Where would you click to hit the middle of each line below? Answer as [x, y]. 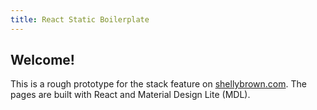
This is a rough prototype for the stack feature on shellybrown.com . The [158, 84]
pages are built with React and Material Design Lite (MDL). [130, 95]
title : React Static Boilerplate [80, 19]
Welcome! [42, 60]
